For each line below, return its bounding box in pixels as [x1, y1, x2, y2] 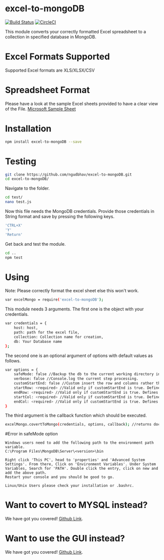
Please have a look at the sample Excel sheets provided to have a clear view [5, 101, 158, 106]
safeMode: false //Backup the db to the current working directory [14, 372, 154, 377]
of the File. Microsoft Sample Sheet [5, 106, 76, 112]
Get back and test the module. [5, 241, 66, 247]
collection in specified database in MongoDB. [5, 34, 97, 40]
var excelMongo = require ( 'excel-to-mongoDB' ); [5, 297, 104, 302]
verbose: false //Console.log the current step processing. [14, 376, 139, 382]
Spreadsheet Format [5, 84, 90, 96]
